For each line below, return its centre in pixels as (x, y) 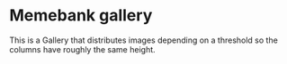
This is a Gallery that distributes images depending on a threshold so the (144, 40)
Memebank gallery (81, 16)
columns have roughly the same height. (82, 49)
